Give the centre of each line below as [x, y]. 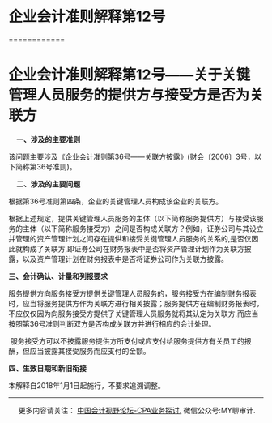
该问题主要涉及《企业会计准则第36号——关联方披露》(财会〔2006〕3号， [132, 156]
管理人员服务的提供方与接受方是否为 [129, 95]
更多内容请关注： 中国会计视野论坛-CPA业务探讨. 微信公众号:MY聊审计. [137, 410]
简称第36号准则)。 [46, 166]
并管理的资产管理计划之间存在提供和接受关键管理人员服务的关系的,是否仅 [130, 238]
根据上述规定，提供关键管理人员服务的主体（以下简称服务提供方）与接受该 [132, 218]
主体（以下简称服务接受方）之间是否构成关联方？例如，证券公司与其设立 [143, 229]
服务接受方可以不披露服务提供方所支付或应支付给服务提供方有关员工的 [127, 340]
